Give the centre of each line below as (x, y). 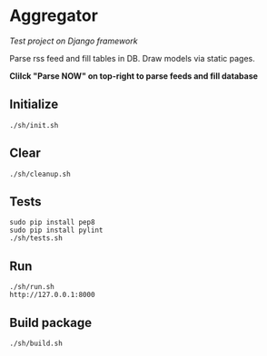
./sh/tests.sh (36, 238)
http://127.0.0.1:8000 (52, 295)
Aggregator (54, 16)
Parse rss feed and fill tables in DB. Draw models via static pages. (133, 58)
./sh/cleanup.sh (40, 174)
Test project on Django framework (74, 41)
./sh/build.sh (36, 343)
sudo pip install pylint (56, 231)
